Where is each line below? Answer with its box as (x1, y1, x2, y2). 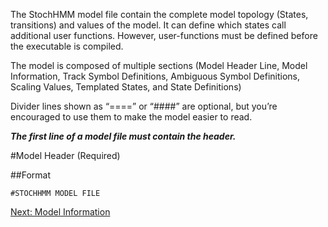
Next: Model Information (10, 206, 111, 218)
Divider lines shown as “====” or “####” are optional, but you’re (10, 100, 278, 112)
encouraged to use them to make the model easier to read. (10, 111, 253, 123)
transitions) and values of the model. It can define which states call (10, 19, 287, 31)
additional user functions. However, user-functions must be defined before (10, 30, 318, 41)
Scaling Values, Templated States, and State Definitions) (10, 81, 242, 93)
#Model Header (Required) (10, 150, 121, 161)
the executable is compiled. (10, 40, 124, 52)
